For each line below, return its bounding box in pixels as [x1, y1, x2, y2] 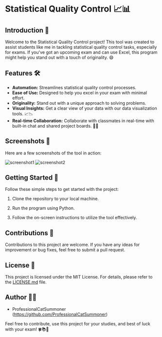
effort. [12, 95, 25, 101]
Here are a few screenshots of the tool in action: [5, 150, 102, 156]
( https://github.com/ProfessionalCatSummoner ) [12, 311, 108, 317]
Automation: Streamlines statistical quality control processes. [12, 84, 137, 90]
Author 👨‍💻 [5, 293, 37, 301]
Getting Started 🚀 [5, 173, 59, 182]
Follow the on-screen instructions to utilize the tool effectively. [12, 215, 137, 221]
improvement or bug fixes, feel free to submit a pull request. [5, 247, 126, 253]
